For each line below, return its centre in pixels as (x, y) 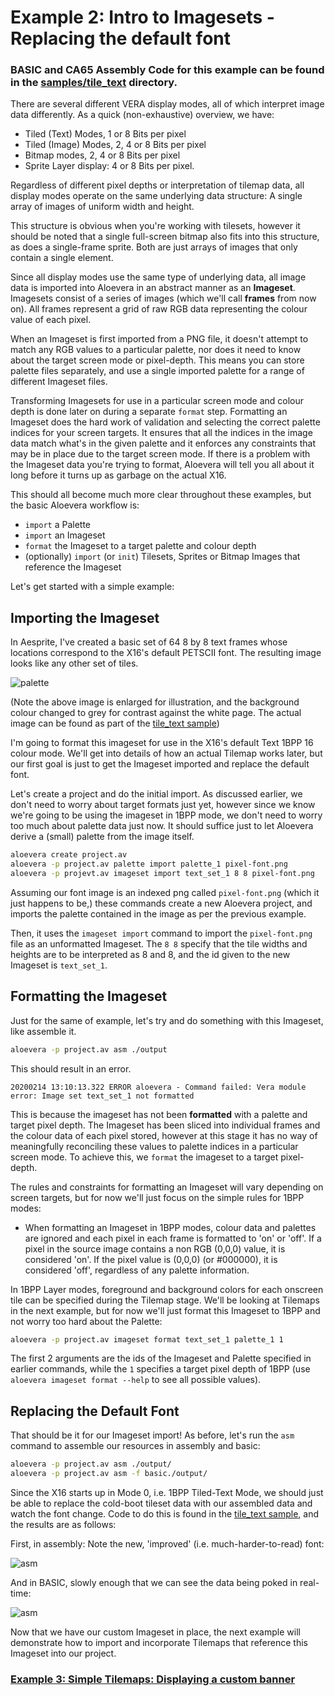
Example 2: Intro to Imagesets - (142, 17)
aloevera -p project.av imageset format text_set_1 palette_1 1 (147, 1339)
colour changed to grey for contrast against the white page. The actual (156, 713)
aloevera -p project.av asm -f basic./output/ (109, 1474)
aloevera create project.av (69, 855)
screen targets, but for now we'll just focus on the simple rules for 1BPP (157, 1197)
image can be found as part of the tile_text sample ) (115, 723)
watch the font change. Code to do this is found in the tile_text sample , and (165, 1514)
